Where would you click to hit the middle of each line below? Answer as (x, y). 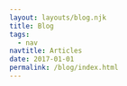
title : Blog (32, 26)
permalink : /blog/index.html (64, 68)
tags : (19, 34)
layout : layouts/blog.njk (58, 17)
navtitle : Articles (46, 51)
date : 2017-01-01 (42, 59)
